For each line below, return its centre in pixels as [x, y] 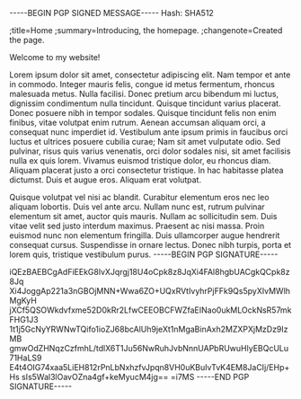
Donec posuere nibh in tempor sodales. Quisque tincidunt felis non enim [143, 113]
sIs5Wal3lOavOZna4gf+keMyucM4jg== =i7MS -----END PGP [135, 377]
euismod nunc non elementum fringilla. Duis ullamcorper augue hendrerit [145, 235]
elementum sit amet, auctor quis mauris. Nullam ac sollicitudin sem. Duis [143, 216]
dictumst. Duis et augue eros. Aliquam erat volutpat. [106, 180]
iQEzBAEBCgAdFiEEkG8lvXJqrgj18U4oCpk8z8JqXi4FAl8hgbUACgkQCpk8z [150, 272]
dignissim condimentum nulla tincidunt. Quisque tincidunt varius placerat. [145, 103]
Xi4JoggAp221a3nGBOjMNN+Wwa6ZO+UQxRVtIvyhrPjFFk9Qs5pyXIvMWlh [150, 291]
